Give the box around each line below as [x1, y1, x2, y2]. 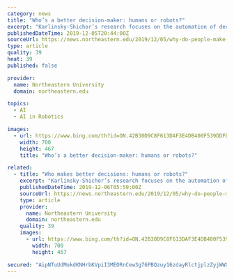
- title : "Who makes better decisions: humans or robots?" [13, 171, 189, 178]
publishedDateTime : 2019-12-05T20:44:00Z [7, 29, 130, 37]
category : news [7, 10, 52, 17]
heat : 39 [7, 56, 33, 63]
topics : [7, 100, 30, 107]
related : [7, 165, 33, 172]
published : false [7, 62, 58, 69]
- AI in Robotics [13, 113, 64, 121]
